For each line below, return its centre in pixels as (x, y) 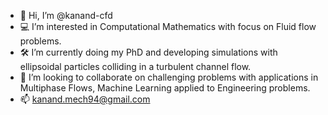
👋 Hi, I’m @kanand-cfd (66, 15)
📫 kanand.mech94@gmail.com (85, 99)
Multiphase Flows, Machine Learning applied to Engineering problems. (165, 88)
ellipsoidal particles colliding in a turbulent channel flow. (135, 66)
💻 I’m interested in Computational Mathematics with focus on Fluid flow (168, 26)
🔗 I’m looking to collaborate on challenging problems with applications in (169, 77)
